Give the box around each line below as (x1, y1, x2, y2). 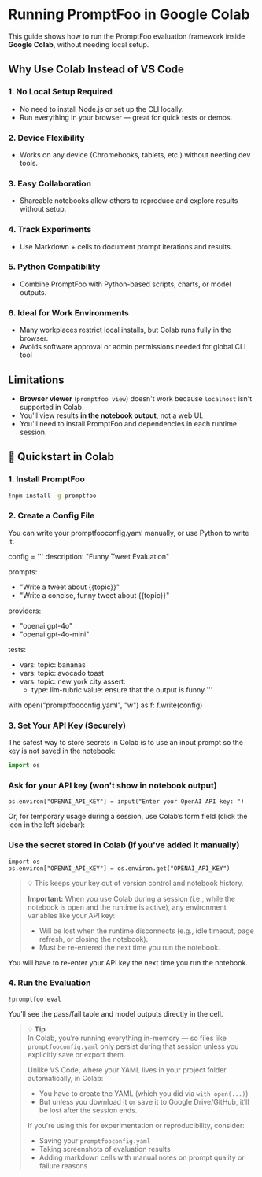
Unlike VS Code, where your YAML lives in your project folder (27, 1064, 227, 1075)
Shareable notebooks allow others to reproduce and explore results (19, 196, 238, 205)
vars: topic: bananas (19, 659, 87, 670)
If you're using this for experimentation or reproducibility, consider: (27, 1120, 245, 1130)
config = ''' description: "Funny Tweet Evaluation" (8, 552, 170, 561)
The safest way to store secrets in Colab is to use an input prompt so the (8, 738, 244, 747)
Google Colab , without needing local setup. (8, 39, 149, 49)
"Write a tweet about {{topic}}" (19, 582, 120, 592)
